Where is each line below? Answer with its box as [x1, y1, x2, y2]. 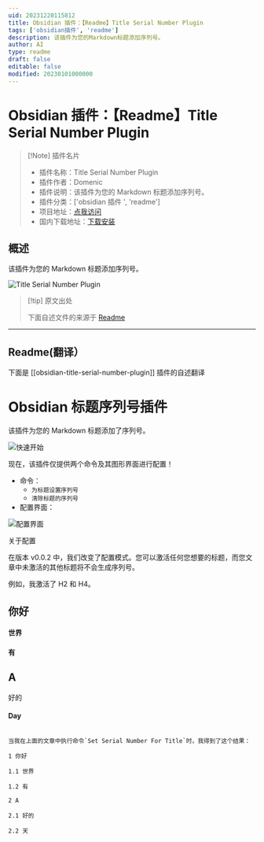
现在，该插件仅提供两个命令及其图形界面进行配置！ [8, 460, 174, 469]
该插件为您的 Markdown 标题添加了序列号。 [8, 426, 150, 435]
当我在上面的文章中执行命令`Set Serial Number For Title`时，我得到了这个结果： [8, 737, 251, 744]
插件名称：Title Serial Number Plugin [38, 167, 159, 177]
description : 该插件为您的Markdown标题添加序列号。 [8, 33, 164, 42]
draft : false [8, 56, 51, 64]
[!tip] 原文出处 [27, 296, 73, 305]
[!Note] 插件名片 [27, 150, 80, 160]
